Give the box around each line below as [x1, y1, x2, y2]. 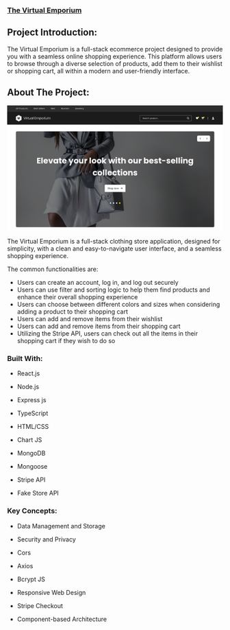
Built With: [7, 353, 43, 363]
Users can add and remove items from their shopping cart [16, 322, 181, 330]
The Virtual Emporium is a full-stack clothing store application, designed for [7, 237, 220, 245]
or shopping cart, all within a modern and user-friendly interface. [7, 67, 190, 75]
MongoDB [16, 449, 46, 458]
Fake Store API [16, 489, 60, 498]
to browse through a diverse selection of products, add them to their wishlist [7, 59, 222, 67]
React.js [16, 369, 40, 377]
